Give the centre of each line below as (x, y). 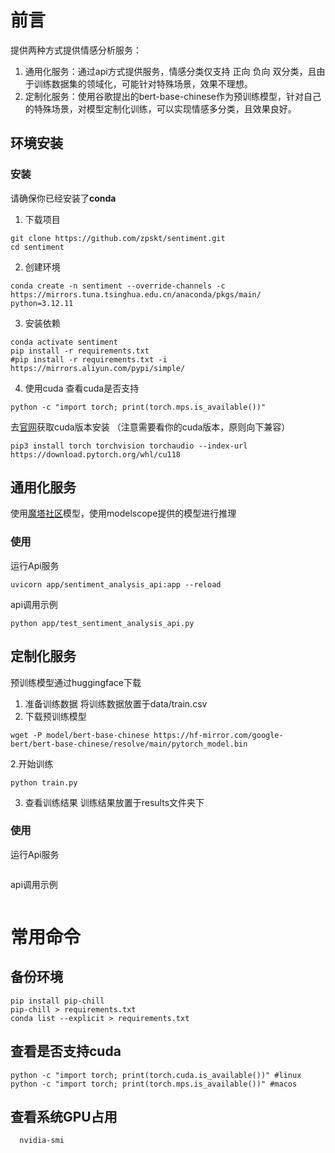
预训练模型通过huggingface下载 (76, 682)
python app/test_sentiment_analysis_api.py (102, 623)
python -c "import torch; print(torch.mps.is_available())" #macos (154, 1084)
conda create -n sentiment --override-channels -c (118, 286)
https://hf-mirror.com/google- (218, 735)
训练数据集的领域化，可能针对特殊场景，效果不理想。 (143, 83)
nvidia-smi (42, 1141)
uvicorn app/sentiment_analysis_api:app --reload (116, 584)
